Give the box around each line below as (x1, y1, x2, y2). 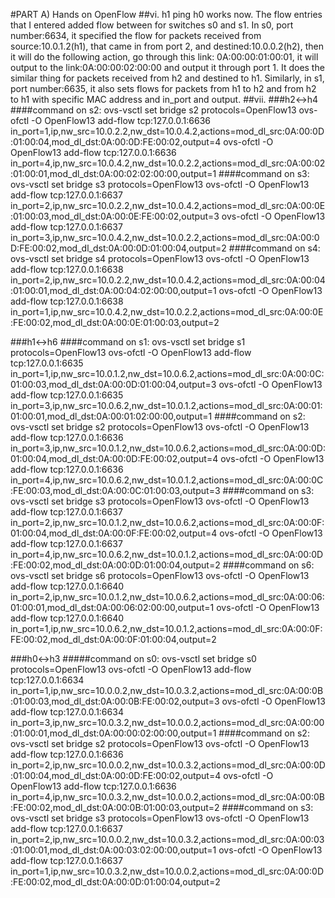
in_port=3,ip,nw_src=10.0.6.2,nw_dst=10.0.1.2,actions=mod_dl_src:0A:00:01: (10, 400, 323, 411)
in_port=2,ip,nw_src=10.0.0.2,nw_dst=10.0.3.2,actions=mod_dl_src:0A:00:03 (10, 834, 325, 845)
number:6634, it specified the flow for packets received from (10, 30, 262, 41)
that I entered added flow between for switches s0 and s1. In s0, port (10, 19, 294, 31)
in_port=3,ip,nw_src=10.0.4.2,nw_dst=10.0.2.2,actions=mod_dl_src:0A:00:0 (10, 232, 320, 243)
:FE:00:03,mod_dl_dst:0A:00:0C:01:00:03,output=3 (10, 485, 221, 496)
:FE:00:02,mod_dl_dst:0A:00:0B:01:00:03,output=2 (10, 802, 220, 813)
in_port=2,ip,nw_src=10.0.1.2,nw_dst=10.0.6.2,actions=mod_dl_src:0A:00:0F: (10, 517, 325, 528)
